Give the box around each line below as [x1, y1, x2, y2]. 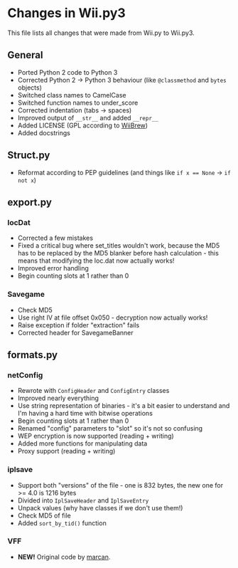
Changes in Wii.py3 [7, 5, 126, 21]
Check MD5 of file [17, 511, 71, 520]
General [7, 49, 44, 61]
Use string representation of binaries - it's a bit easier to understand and [17, 401, 230, 410]
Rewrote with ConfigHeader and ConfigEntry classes [17, 386, 170, 395]
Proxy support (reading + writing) [17, 447, 116, 456]
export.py [7, 196, 52, 208]
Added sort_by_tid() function [17, 518, 107, 527]
